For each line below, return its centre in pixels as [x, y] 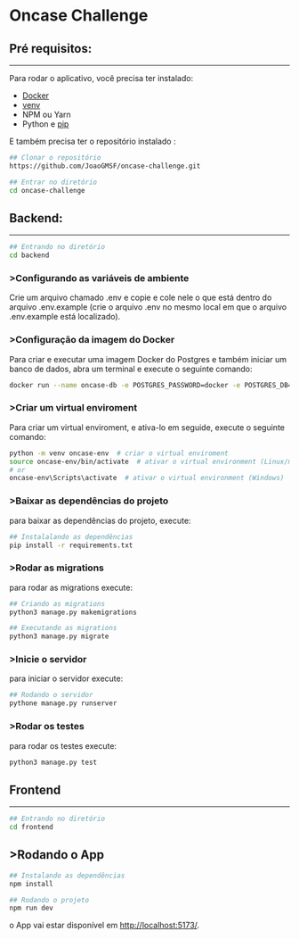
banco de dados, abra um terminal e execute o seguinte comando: [131, 369]
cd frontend [31, 827]
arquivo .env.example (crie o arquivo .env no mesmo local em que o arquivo [148, 307]
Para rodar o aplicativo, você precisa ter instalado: [101, 78]
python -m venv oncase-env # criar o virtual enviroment [119, 453]
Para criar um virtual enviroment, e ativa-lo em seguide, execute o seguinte [147, 427]
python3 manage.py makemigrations [73, 612]
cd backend [29, 255]
